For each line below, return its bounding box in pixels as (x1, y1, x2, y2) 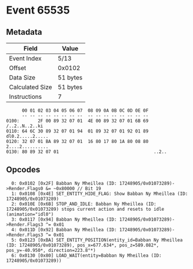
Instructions (9, 92, 42, 101)
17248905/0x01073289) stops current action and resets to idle (6, 206, 165, 212)
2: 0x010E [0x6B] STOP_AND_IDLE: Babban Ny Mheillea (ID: (11, 201, 157, 207)
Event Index (9, 54, 42, 62)
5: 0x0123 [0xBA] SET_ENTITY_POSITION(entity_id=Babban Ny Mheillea (11, 237, 183, 243)
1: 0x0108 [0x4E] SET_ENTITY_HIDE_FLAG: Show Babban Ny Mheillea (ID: (11, 191, 188, 197)
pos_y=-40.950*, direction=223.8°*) (6, 247, 96, 253)
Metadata (6, 27, 42, 37)
